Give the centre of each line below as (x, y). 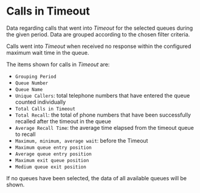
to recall (25, 134)
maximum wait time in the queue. (48, 52)
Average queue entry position (53, 154)
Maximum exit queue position (52, 160)
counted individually (40, 102)
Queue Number (32, 83)
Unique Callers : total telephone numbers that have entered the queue (102, 95)
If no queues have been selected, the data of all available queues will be (97, 178)
